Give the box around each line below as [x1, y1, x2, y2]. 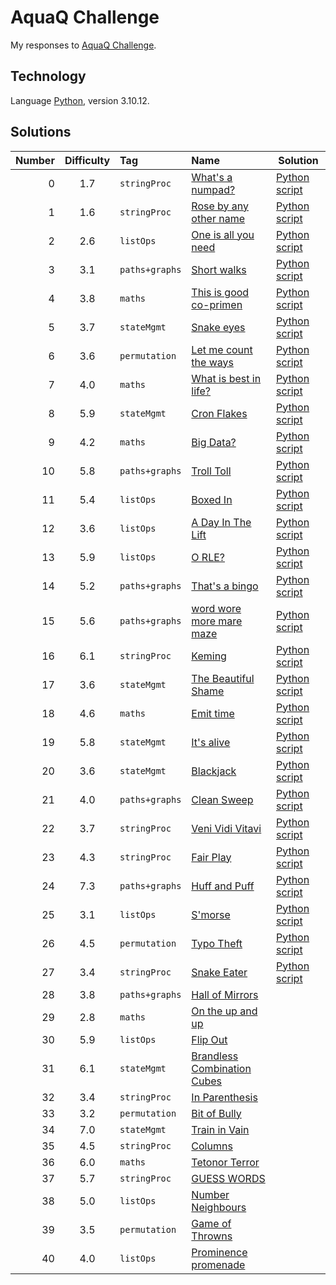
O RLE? [191, 550, 225, 564]
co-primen [191, 297, 243, 311]
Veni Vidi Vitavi [191, 821, 262, 835]
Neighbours [191, 1200, 247, 1214]
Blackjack [191, 764, 237, 778]
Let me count [191, 342, 253, 356]
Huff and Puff [191, 879, 255, 893]
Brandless [191, 1049, 239, 1063]
